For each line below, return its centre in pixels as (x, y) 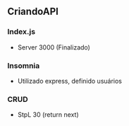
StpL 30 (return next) (48, 115)
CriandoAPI (33, 12)
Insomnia (24, 65)
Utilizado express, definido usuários (69, 81)
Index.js (21, 32)
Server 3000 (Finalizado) (54, 47)
